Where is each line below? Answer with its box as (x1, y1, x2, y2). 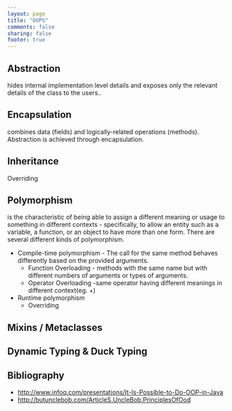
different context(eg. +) (27, 286, 96, 295)
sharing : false (7, 30, 52, 37)
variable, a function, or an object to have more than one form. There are (7, 228, 215, 236)
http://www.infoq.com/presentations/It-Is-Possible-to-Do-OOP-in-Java (17, 388, 224, 396)
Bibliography (7, 370, 65, 381)
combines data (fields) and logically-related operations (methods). (7, 127, 200, 136)
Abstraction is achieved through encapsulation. (7, 135, 144, 143)
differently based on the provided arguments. (17, 256, 149, 265)
